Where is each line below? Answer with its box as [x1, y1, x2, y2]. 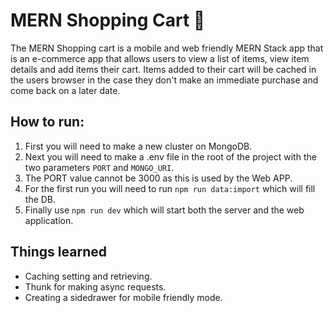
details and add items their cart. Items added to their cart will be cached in [10, 63, 317, 75]
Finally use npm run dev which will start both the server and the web [24, 204, 305, 216]
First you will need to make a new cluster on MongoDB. [24, 140, 253, 152]
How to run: [10, 114, 85, 131]
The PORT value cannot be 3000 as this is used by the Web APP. [24, 172, 293, 184]
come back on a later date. [10, 84, 121, 96]
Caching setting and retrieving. [24, 270, 153, 282]
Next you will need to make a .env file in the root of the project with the [24, 150, 317, 163]
